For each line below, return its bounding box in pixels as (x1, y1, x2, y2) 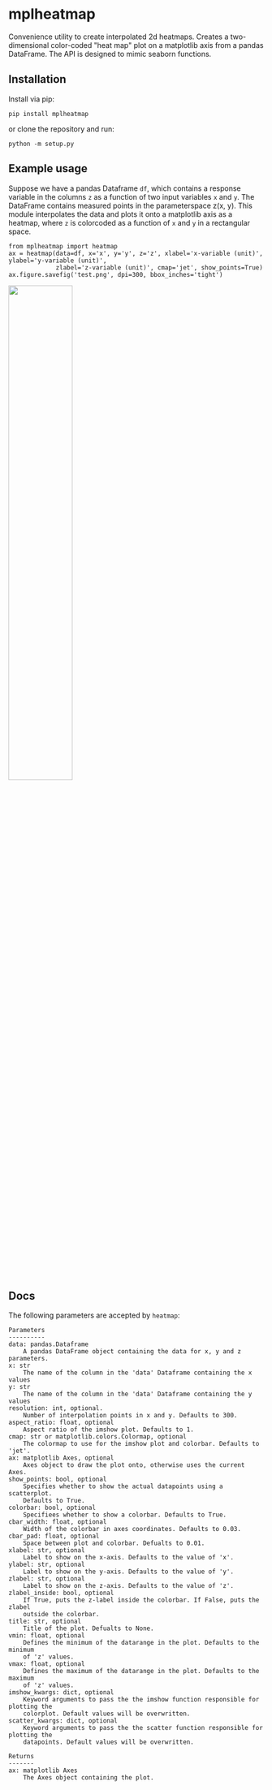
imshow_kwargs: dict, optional (8, 1689, 114, 1697)
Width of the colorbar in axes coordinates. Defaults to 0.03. (23, 1525, 242, 1533)
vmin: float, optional (8, 1632, 85, 1640)
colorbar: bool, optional (8, 1503, 96, 1512)
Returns (8, 1753, 35, 1761)
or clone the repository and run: (8, 123, 115, 134)
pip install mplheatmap (8, 110, 89, 118)
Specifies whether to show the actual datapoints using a (23, 1482, 223, 1490)
